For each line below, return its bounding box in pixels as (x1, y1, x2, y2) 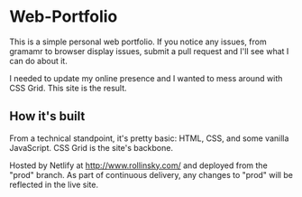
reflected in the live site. (9, 179, 99, 190)
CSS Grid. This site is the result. (9, 82, 128, 93)
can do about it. (9, 55, 68, 66)
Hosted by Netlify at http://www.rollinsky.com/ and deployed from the (9, 160, 268, 171)
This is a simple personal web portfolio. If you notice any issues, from (9, 36, 268, 47)
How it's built (9, 108, 86, 124)
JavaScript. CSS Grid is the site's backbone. (9, 142, 174, 153)
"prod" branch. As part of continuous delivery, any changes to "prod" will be (9, 169, 293, 180)
